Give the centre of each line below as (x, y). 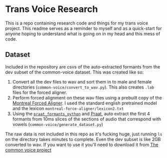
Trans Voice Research (52, 9)
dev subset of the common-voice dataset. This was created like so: (74, 72)
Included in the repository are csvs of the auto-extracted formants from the (83, 66)
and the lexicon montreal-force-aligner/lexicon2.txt (68, 108)
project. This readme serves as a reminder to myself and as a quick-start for (83, 28)
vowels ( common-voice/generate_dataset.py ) (58, 124)
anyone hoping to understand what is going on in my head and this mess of (83, 33)
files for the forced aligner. (40, 92)
